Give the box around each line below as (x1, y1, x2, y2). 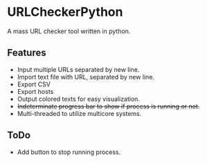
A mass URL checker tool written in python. (7, 27, 131, 35)
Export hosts (17, 87, 54, 95)
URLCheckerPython (7, 4, 123, 20)
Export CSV (17, 80, 51, 88)
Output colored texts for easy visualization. (17, 95, 141, 103)
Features (7, 47, 46, 59)
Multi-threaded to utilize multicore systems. (17, 109, 142, 117)
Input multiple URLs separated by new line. (17, 65, 140, 73)
